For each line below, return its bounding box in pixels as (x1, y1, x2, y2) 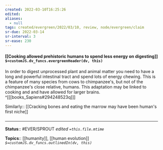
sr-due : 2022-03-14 (5, 30, 45, 34)
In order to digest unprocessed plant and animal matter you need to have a (5, 68, 154, 74)
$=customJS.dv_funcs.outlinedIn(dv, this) (5, 141, 92, 146)
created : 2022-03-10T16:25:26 (5, 7, 66, 12)
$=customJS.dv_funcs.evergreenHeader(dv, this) (5, 59, 103, 63)
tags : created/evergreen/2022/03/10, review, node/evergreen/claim (5, 25, 145, 30)
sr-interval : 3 (5, 34, 36, 39)
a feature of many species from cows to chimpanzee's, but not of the (5, 78, 143, 85)
